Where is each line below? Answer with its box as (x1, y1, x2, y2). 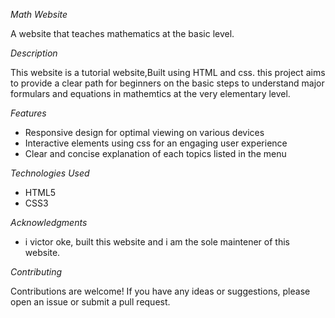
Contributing (10, 266, 63, 278)
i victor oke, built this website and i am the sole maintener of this (24, 236, 290, 248)
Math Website (10, 9, 68, 20)
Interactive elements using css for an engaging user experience (24, 137, 288, 149)
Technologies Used (10, 167, 90, 179)
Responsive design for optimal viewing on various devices (24, 127, 265, 138)
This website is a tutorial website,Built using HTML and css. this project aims (10, 67, 326, 78)
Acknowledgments (10, 217, 88, 228)
